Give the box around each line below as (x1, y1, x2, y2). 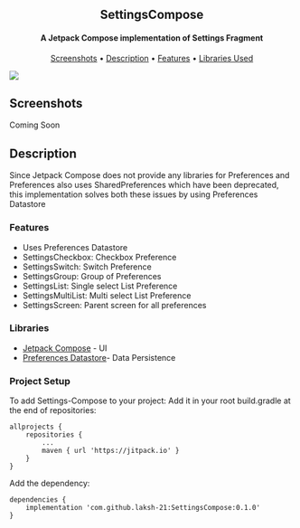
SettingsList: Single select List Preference (22, 280, 178, 291)
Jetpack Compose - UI (22, 343, 108, 354)
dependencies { (9, 495, 67, 504)
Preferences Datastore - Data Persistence (22, 352, 176, 363)
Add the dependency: (9, 478, 90, 489)
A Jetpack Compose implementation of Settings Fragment (40, 32, 264, 43)
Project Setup (9, 374, 70, 387)
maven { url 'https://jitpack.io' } (42, 447, 180, 456)
